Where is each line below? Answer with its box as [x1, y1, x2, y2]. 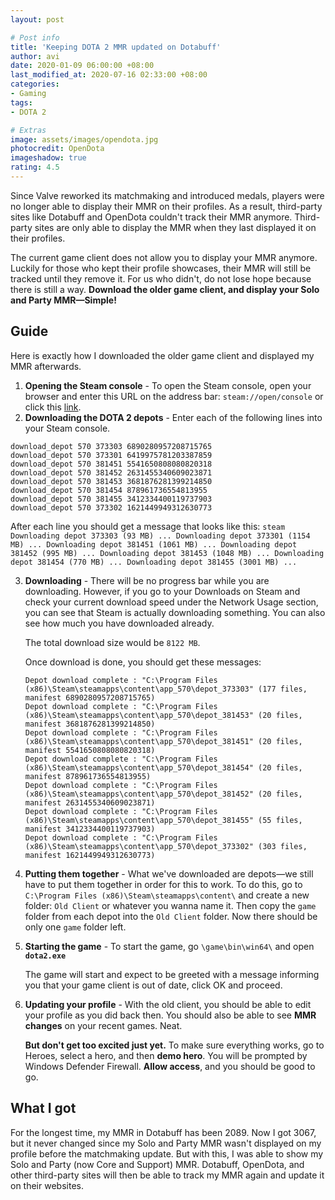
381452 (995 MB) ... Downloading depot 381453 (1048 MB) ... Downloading [10, 548, 325, 558]
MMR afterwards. [10, 360, 82, 372]
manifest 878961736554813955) [24, 771, 152, 781]
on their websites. [10, 1179, 84, 1191]
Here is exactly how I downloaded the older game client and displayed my [10, 349, 315, 361]
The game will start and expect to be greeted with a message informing [24, 968, 320, 980]
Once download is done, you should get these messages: [24, 656, 262, 668]
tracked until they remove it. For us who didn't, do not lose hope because [10, 272, 312, 285]
